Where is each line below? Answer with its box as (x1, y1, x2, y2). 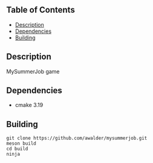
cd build (6, 146, 28, 152)
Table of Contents (6, 5, 76, 15)
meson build (6, 140, 36, 147)
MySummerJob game (6, 68, 60, 75)
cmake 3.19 (15, 102, 44, 109)
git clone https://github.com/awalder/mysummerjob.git (6, 135, 148, 142)
